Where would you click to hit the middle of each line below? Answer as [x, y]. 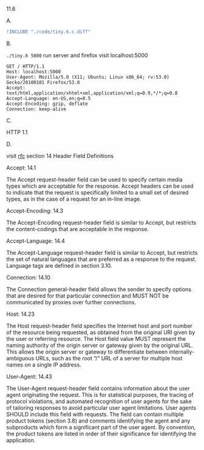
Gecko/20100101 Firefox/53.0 [43, 82]
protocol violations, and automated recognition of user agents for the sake [99, 401]
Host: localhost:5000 [34, 72]
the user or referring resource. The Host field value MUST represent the [96, 338]
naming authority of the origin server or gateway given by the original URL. [100, 345]
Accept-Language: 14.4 [36, 241]
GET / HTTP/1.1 [25, 66]
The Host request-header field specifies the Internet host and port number [100, 326]
